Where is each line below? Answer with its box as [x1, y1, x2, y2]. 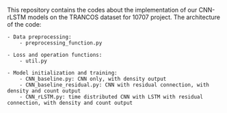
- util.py [19, 58, 48, 64]
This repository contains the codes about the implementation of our [7, 6, 198, 14]
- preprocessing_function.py [19, 40, 103, 47]
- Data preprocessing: [7, 34, 72, 40]
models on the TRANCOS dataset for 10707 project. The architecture [27, 13, 221, 21]
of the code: [7, 21, 42, 28]
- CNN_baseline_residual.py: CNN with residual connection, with [19, 81, 210, 88]
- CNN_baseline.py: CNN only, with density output [19, 75, 167, 82]
